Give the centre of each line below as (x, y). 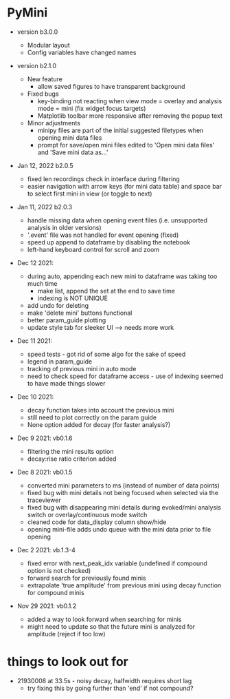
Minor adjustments (54, 123)
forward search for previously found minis (87, 578)
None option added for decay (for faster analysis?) (99, 424)
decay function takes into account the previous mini (101, 410)
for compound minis (56, 592)
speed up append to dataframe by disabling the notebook (109, 242)
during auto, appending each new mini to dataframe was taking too (122, 276)
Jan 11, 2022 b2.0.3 (45, 207)
